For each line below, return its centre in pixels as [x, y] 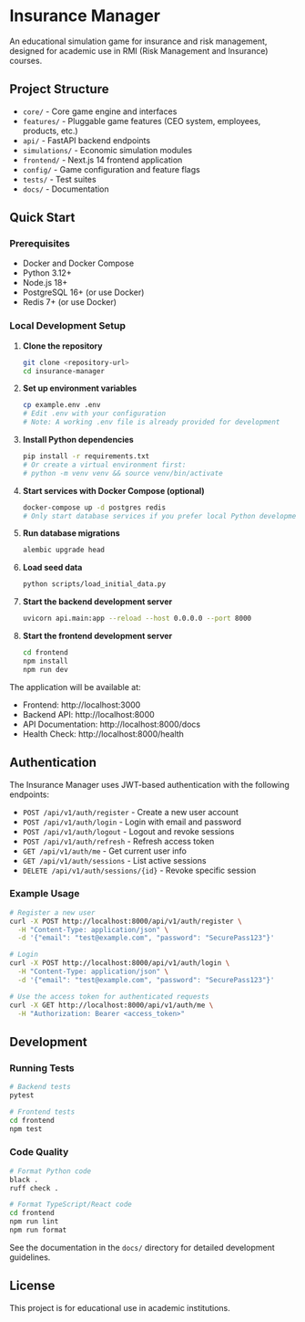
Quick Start [42, 218]
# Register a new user [52, 913]
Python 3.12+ [47, 273]
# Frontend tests [42, 1112]
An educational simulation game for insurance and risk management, [138, 41]
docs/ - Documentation [66, 189]
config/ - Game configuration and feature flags [111, 169]
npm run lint [34, 1222]
